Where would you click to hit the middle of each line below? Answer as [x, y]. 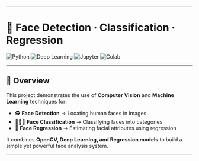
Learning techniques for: [36, 101]
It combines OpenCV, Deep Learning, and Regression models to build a [94, 139]
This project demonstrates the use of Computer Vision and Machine [90, 95]
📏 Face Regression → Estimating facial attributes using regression [95, 128]
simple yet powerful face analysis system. [57, 146]
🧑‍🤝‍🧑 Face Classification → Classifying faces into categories [89, 121]
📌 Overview [28, 81]
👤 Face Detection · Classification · [91, 28]
